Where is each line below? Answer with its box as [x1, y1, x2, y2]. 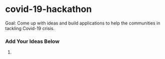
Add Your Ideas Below [5, 37, 60, 44]
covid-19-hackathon [5, 3, 92, 15]
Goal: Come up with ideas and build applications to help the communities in [5, 20, 160, 26]
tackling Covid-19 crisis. [5, 25, 55, 31]
